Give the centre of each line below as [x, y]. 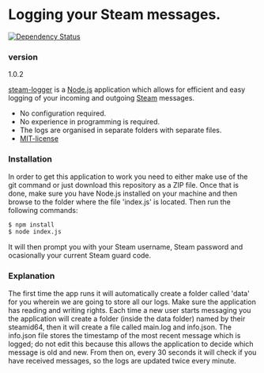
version [23, 57]
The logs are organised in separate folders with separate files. [121, 130]
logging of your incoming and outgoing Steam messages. [102, 98]
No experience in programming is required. [90, 122]
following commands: [43, 210]
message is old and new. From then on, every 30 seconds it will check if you [132, 352]
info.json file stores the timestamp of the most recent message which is [124, 335]
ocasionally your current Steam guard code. [80, 256]
